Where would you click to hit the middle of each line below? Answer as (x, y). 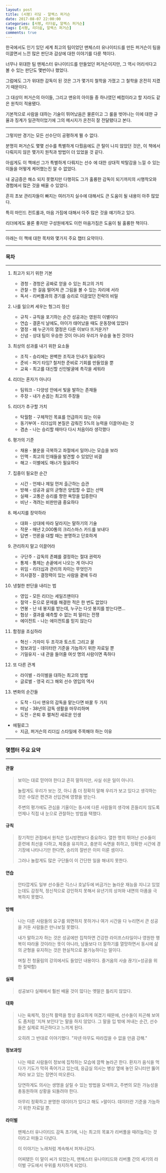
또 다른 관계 (24, 665)
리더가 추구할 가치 (30, 407)
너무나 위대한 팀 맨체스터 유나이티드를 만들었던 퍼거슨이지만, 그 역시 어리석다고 (81, 64)
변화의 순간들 (25, 692)
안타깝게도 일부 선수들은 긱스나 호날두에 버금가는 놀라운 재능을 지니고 (84, 884)
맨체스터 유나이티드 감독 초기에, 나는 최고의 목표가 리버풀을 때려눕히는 (85, 1132)
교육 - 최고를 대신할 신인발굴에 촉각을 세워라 (63, 369)
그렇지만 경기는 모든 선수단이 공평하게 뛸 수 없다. (52, 135)
